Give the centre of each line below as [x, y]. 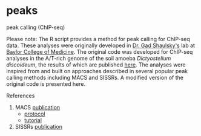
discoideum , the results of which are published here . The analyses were [96, 65]
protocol [35, 114]
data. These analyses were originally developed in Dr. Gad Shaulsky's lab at [101, 45]
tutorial [33, 120]
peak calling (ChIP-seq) [36, 27]
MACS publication [38, 107]
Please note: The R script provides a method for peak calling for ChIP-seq [98, 39]
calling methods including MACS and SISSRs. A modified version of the [95, 77]
